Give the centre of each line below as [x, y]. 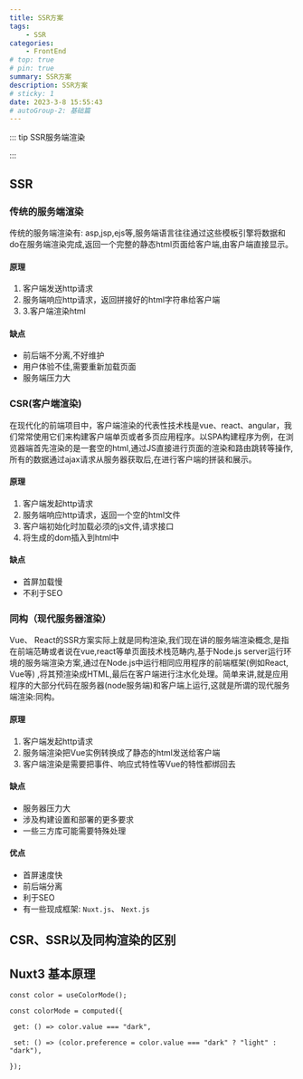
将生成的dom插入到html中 [71, 537]
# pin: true [32, 69]
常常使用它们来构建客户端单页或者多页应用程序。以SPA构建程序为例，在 [151, 437]
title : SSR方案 [37, 18]
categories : [32, 43]
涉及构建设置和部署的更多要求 [78, 819]
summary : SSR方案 [41, 77]
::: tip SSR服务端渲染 [47, 138]
